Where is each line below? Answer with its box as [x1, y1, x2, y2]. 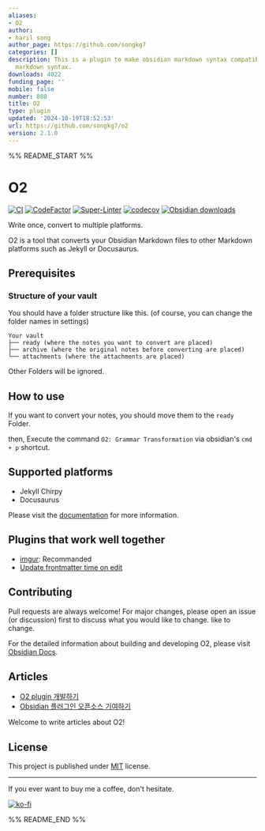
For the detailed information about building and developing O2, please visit [8, 638, 251, 648]
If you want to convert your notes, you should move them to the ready [8, 410, 234, 420]
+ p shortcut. [8, 443, 50, 452]
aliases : [8, 11, 37, 20]
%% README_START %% [8, 151, 93, 161]
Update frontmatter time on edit [19, 562, 123, 572]
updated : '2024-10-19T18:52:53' [8, 115, 114, 123]
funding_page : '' [8, 77, 65, 85]
